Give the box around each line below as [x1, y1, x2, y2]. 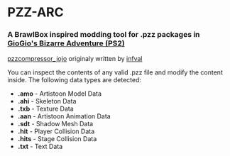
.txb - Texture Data [17, 104, 75, 113]
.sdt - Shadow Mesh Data [17, 120, 94, 128]
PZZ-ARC [7, 4, 64, 21]
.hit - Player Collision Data [17, 127, 95, 135]
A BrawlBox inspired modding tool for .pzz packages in [7, 30, 200, 40]
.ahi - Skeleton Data [17, 97, 77, 106]
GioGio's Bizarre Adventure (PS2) [7, 38, 126, 48]
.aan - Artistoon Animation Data [17, 112, 111, 121]
